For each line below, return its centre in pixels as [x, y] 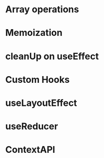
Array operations [42, 9]
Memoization [34, 33]
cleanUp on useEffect [52, 56]
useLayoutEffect [41, 103]
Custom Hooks [38, 80]
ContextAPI [30, 150]
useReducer [32, 127]
